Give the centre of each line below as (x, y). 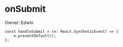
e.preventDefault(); (35, 36)
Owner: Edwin (19, 23)
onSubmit (25, 9)
